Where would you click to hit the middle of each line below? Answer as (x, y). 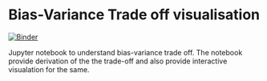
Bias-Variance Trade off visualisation (134, 15)
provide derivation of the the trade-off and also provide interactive (118, 61)
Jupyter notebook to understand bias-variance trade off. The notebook (125, 52)
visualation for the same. (49, 69)
